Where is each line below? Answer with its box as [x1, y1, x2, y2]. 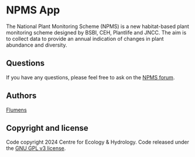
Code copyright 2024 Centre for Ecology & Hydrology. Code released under [6, 138, 189, 146]
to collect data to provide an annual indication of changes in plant [6, 35, 164, 42]
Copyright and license [6, 123, 89, 133]
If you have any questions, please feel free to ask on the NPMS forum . [6, 74, 175, 81]
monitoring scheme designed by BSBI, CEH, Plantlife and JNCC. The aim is [6, 29, 187, 36]
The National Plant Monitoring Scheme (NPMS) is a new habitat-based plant [6, 23, 189, 30]
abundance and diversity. [6, 41, 67, 48]
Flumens [6, 106, 28, 113]
